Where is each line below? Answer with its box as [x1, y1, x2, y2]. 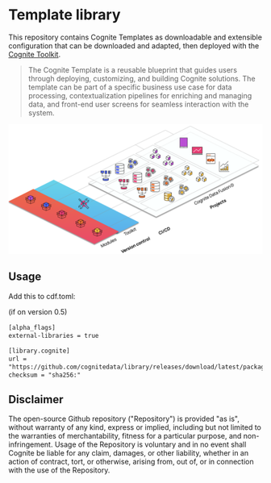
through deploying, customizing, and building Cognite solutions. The [27, 73, 256, 83]
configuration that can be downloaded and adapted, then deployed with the [8, 40, 260, 50]
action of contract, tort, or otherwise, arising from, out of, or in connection [8, 457, 254, 467]
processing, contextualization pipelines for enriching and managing [27, 90, 252, 100]
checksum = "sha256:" [8, 371, 81, 379]
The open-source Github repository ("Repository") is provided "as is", [8, 414, 240, 424]
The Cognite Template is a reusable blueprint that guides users [27, 65, 238, 74]
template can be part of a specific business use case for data [27, 82, 232, 92]
